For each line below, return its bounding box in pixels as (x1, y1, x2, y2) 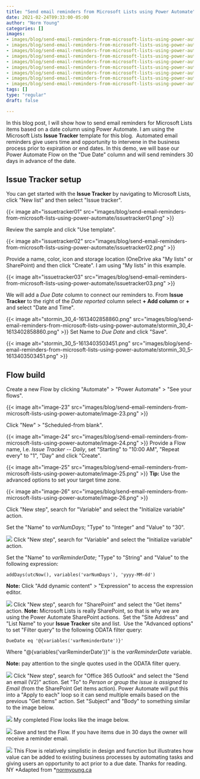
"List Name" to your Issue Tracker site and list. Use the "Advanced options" (6, 620, 193, 627)
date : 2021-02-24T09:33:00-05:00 (6, 14, 89, 20)
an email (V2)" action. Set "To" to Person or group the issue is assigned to (6, 679, 188, 686)
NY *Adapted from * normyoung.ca (6, 766, 92, 774)
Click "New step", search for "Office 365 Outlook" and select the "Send (13, 672, 189, 679)
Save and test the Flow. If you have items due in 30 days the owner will (13, 729, 187, 736)
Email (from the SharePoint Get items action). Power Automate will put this (6, 685, 189, 692)
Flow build (6, 370, 46, 380)
